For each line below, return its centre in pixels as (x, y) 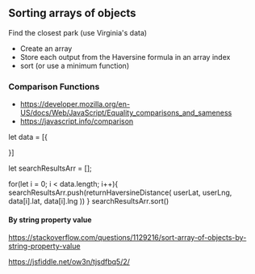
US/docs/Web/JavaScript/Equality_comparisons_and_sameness (126, 113)
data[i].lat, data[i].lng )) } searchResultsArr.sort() (89, 201)
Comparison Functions (54, 86)
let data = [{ (28, 137)
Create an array (46, 48)
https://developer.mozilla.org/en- (75, 104)
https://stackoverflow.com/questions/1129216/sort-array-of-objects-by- (127, 238)
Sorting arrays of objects (72, 13)
